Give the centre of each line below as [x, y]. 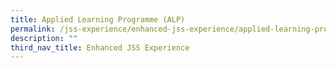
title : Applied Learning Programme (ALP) [98, 19]
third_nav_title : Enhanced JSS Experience [100, 47]
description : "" [44, 38]
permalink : [33, 29]
